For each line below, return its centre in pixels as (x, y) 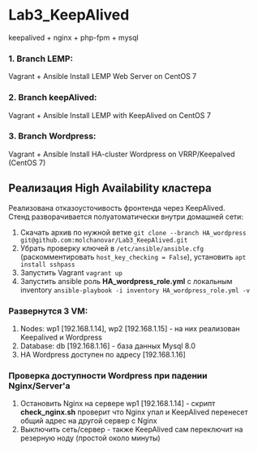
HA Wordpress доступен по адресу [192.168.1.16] (103, 354)
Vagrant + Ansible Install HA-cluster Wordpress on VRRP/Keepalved (122, 154)
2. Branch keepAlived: (53, 98)
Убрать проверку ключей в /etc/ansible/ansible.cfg (112, 248)
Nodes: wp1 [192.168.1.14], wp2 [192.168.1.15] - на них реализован (130, 328)
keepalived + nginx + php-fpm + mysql (74, 37)
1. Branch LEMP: (41, 59)
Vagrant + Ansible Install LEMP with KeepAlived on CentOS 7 (110, 115)
